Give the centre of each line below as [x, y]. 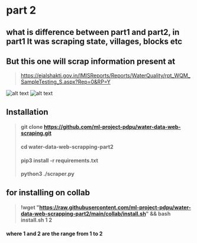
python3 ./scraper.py [48, 174]
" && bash [158, 214]
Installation [27, 112]
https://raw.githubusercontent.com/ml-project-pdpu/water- [115, 208]
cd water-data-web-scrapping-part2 [67, 147]
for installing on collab [48, 192]
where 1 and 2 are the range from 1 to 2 [54, 234]
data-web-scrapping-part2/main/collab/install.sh [83, 214]
